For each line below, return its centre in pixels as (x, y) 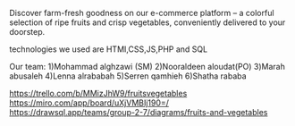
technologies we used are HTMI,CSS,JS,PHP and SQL (109, 49)
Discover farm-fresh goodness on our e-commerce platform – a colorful (142, 13)
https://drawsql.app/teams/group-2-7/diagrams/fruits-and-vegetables (139, 112)
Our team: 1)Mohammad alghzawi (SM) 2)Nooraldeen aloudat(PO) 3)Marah (147, 67)
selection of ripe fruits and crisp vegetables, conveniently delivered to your (147, 22)
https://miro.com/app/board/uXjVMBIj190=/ (89, 103)
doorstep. (27, 32)
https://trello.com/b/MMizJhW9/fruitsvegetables (98, 93)
